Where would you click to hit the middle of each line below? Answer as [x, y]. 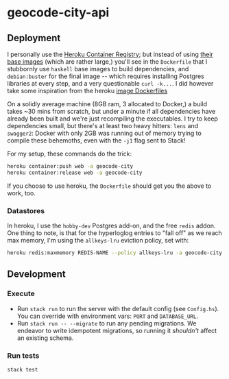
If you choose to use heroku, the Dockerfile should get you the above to [109, 186]
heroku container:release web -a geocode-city [75, 173]
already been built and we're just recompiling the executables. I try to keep [112, 119]
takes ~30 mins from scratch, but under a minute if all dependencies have [111, 111]
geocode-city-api [58, 13]
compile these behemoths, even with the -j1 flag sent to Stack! [96, 140]
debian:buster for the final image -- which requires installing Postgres [106, 76]
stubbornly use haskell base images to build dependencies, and [98, 69]
